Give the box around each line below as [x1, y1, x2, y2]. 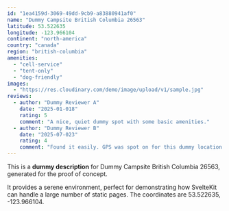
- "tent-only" [13, 67, 53, 74]
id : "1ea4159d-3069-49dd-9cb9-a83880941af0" [7, 10, 136, 17]
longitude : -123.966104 [7, 29, 75, 36]
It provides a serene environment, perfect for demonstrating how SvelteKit [7, 183, 217, 191]
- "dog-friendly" [13, 73, 63, 81]
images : [7, 80, 29, 87]
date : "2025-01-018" [19, 105, 78, 112]
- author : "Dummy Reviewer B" [13, 125, 99, 132]
